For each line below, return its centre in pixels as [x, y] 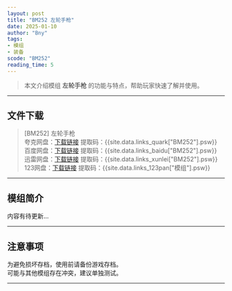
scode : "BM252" [29, 59]
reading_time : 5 [30, 65]
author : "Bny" [28, 33]
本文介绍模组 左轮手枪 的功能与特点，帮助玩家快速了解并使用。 [114, 85]
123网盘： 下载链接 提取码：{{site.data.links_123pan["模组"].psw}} [117, 168]
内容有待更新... [28, 216]
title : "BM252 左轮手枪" [41, 20]
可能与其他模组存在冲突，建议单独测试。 [65, 273]
